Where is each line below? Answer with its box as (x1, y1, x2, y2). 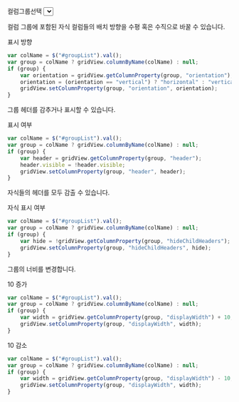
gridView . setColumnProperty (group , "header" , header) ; (20, 167, 186, 175)
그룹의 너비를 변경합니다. (7, 264, 76, 273)
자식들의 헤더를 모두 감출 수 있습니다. (7, 188, 110, 197)
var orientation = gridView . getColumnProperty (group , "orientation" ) (20, 71, 231, 79)
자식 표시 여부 (7, 203, 46, 212)
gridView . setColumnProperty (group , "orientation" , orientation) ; (20, 85, 218, 92)
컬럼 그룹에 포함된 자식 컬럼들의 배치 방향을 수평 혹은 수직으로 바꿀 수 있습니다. (7, 23, 225, 31)
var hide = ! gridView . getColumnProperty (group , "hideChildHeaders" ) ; (20, 237, 231, 244)
